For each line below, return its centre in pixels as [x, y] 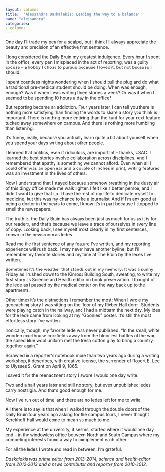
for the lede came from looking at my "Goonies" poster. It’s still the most [78, 315]
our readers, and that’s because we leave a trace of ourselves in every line [81, 224]
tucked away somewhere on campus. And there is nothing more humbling [80, 123]
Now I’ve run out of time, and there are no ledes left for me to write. [74, 400]
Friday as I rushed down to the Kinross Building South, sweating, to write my [83, 274]
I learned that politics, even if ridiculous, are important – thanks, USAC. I [78, 153]
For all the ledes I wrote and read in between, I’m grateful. [64, 449]
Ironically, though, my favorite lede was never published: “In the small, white [82, 330]
